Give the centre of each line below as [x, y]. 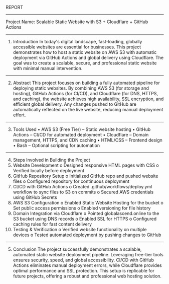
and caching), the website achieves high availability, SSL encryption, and [88, 99]
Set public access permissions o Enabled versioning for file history [82, 208]
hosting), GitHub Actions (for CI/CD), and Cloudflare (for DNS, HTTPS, [86, 93]
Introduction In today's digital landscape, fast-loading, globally [77, 42]
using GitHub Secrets [35, 197]
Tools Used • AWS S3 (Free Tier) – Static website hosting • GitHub [82, 129]
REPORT [15, 7]
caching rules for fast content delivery [52, 224]
